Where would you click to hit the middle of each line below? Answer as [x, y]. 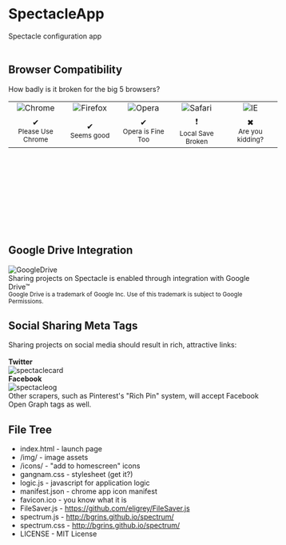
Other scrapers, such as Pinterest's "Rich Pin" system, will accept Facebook [134, 396]
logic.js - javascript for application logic [85, 483]
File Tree [30, 429]
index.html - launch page [61, 449]
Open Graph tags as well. [50, 404]
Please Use [36, 132]
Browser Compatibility [65, 70]
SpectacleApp [56, 14]
